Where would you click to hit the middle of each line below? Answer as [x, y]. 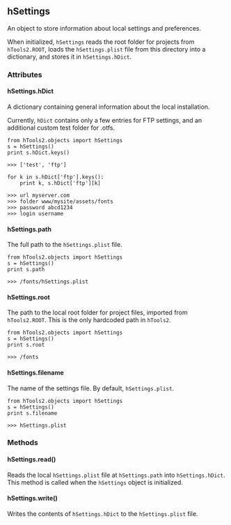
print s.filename [32, 413]
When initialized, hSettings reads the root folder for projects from [101, 42]
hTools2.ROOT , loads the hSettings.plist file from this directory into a [106, 49]
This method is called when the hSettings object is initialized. [95, 482]
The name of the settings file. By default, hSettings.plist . [91, 388]
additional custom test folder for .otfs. [61, 128]
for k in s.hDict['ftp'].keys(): [56, 177]
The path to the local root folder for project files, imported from [97, 312]
